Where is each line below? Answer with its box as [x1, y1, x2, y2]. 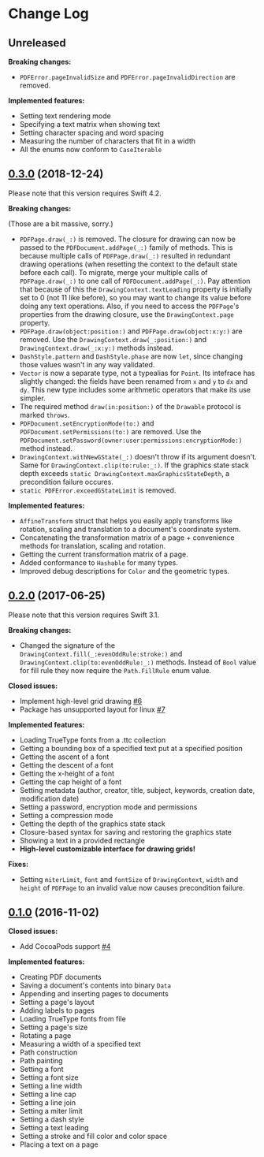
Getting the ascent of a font [19, 752, 110, 761]
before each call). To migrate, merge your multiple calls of [19, 267, 208, 277]
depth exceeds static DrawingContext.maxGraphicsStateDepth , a [19, 468, 230, 478]
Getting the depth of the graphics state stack [19, 819, 165, 828]
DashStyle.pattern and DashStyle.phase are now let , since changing [19, 352, 244, 361]
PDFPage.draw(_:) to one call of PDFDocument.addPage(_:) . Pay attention [19, 276, 251, 285]
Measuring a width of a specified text [19, 1040, 141, 1049]
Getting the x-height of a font [19, 768, 115, 778]
